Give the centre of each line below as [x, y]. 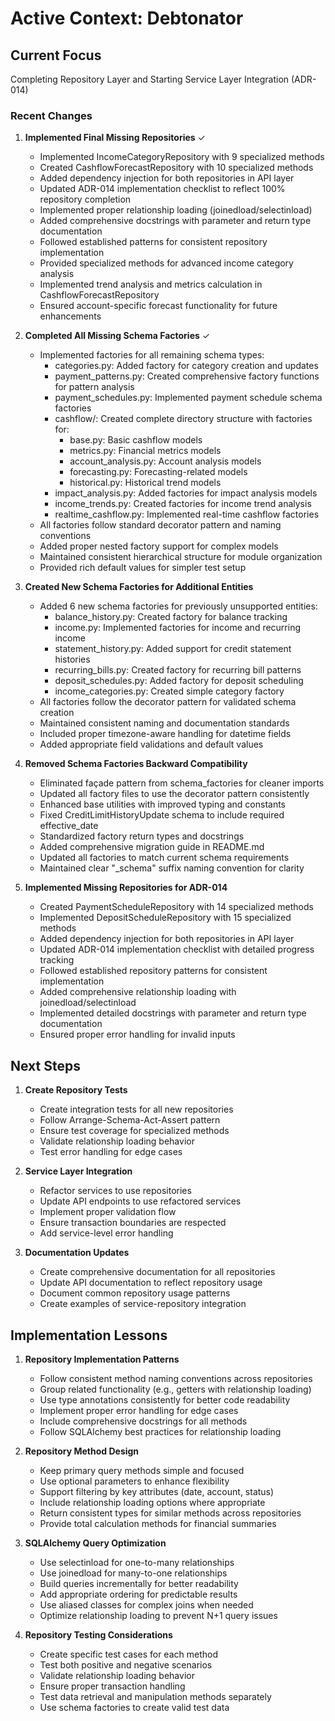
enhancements [70, 316]
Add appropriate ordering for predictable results [138, 1594]
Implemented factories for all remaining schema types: [152, 355]
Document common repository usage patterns [135, 1293]
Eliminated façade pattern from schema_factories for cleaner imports [182, 783]
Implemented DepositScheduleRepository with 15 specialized [165, 918]
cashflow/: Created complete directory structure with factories [183, 419]
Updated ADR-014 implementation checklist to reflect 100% [162, 189]
